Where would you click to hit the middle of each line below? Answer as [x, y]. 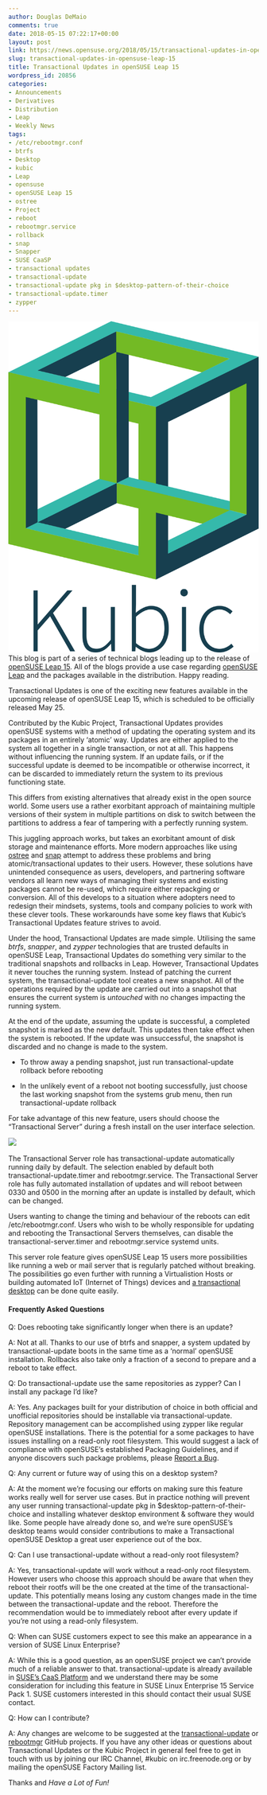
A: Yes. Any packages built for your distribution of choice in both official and [133, 1407]
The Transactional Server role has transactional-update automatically [122, 1158]
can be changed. [36, 1201]
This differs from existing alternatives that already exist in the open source [130, 798]
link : [17, 51]
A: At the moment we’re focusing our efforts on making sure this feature [126, 1489]
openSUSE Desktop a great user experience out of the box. [105, 1539]
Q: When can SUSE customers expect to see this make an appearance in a [130, 1636]
